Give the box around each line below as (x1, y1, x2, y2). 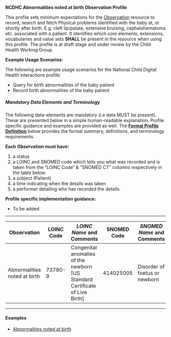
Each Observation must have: (5, 143, 70, 150)
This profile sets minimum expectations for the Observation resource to (5, 14, 155, 20)
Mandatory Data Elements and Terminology (5, 99, 100, 105)
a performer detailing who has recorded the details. (12, 186, 121, 192)
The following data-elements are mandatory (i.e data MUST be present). (5, 112, 157, 118)
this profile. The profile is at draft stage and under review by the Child (5, 41, 151, 47)
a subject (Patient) (12, 175, 51, 181)
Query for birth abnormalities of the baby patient (12, 82, 115, 88)
